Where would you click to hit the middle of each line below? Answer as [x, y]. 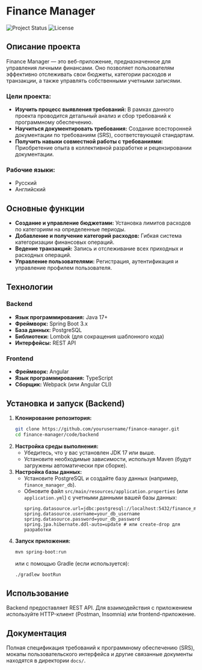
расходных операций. [43, 255]
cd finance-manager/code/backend [57, 435]
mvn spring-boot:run [41, 552]
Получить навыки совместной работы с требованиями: [89, 142]
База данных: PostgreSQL [48, 330]
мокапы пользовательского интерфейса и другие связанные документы [99, 654]
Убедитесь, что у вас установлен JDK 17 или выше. [90, 452]
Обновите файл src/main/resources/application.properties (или [106, 491]
